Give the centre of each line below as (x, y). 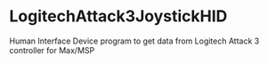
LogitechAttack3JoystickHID (118, 16)
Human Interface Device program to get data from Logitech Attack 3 (134, 41)
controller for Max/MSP (52, 50)
